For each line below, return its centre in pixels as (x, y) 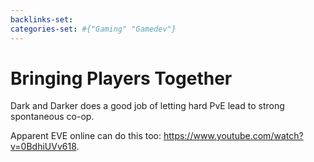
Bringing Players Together (121, 78)
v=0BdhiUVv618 (43, 147)
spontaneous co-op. (52, 117)
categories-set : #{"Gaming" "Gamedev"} (93, 29)
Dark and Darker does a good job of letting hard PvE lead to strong (147, 106)
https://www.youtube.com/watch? (233, 136)
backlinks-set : (42, 19)
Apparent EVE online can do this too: (86, 136)
